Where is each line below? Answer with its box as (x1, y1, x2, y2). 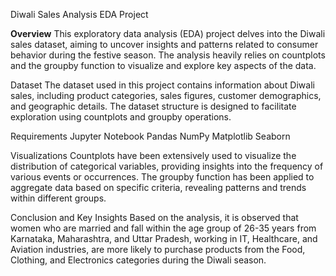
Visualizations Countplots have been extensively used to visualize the (10, 150, 297, 161)
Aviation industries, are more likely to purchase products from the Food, (10, 244, 306, 255)
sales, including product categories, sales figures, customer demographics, (10, 90, 322, 101)
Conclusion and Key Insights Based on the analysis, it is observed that (10, 212, 299, 223)
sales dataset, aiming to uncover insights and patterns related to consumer (10, 39, 319, 50)
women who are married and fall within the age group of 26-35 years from (10, 222, 317, 234)
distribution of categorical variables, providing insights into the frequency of (10, 160, 324, 172)
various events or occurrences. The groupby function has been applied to (10, 171, 315, 183)
